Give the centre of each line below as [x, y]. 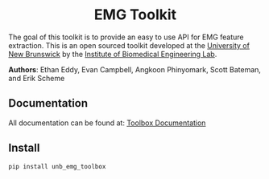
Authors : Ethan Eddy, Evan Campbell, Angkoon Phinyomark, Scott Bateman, [135, 69]
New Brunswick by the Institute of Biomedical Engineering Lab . [113, 54]
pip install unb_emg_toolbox [57, 166]
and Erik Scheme [37, 78]
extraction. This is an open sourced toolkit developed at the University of [129, 45]
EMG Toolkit [135, 15]
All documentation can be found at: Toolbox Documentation [107, 123]
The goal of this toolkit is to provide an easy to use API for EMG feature [126, 37]
